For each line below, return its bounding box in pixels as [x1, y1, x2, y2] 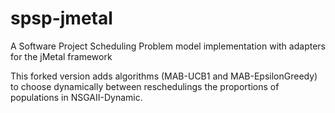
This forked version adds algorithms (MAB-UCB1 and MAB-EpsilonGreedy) [10, 70, 318, 82]
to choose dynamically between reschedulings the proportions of [10, 80, 280, 92]
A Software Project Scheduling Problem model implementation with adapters [10, 40, 326, 52]
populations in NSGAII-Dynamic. [10, 91, 143, 103]
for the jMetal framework [10, 50, 113, 62]
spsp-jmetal [10, 7, 113, 30]
